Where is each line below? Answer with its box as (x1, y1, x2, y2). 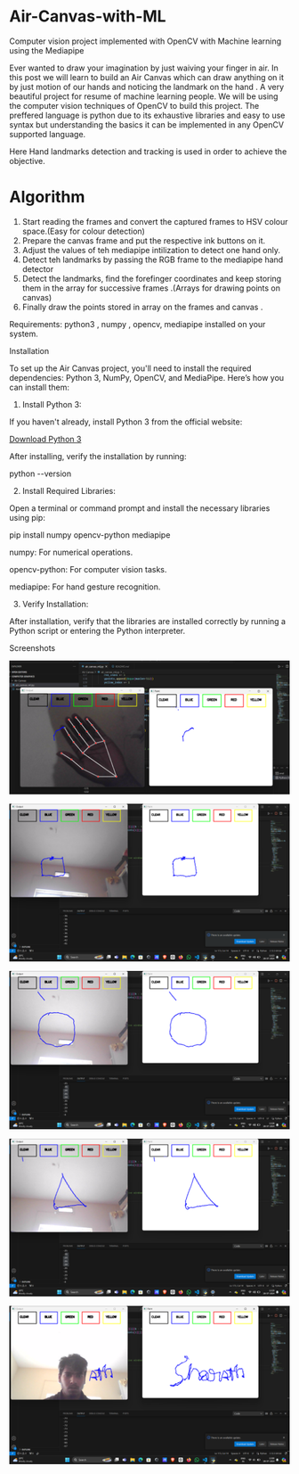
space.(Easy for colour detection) (21, 226, 145, 236)
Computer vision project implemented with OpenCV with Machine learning (9, 36, 282, 46)
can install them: (9, 382, 69, 392)
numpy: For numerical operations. (9, 547, 133, 557)
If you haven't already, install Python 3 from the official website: (9, 416, 243, 427)
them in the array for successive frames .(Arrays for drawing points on (21, 283, 280, 293)
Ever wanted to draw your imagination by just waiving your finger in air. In (9, 62, 279, 73)
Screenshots (9, 642, 56, 653)
